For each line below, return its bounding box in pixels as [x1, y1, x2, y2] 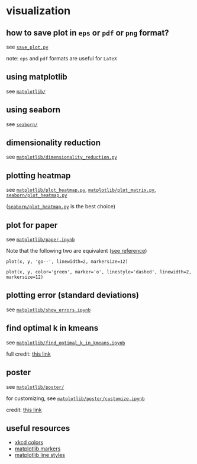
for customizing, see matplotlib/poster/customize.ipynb [6, 395, 145, 402]
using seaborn [6, 105, 61, 115]
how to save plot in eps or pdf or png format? [6, 28, 170, 38]
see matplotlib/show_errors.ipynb [6, 306, 91, 313]
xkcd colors [14, 439, 44, 446]
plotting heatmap [6, 170, 71, 181]
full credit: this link [6, 350, 51, 357]
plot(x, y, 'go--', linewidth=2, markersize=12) [6, 259, 128, 265]
